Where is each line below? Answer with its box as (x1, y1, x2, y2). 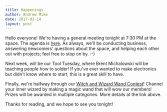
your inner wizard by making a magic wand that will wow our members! (5, 86, 152, 92)
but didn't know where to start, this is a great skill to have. (5, 71, 124, 77)
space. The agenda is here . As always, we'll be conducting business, (5, 40, 147, 46)
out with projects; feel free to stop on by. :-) (5, 51, 95, 57)
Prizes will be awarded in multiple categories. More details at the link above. (5, 91, 162, 97)
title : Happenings (5, 7, 43, 12)
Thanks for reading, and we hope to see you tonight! (5, 101, 113, 107)
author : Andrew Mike (5, 12, 48, 17)
